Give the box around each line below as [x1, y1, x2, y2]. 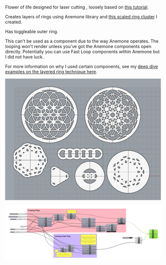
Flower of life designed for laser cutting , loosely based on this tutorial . [5, 4, 149, 10]
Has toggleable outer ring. [5, 29, 58, 34]
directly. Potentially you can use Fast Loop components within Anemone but [5, 49, 160, 54]
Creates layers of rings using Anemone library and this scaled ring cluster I [5, 14, 157, 19]
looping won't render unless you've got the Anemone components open [5, 44, 152, 49]
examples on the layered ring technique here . [5, 69, 97, 75]
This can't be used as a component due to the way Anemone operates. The [5, 38, 159, 44]
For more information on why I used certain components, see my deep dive [5, 64, 158, 69]
